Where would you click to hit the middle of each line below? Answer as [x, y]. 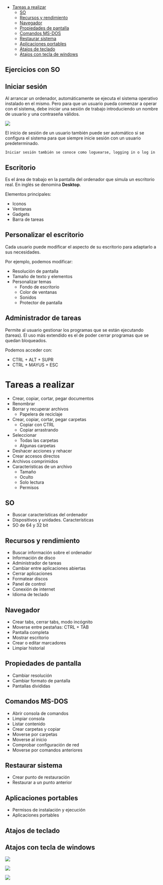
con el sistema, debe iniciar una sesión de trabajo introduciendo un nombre [82, 109]
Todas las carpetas [39, 440]
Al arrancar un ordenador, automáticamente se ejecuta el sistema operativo [81, 99]
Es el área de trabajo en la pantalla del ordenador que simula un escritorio [80, 179]
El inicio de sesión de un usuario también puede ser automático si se [75, 133]
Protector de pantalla [41, 302]
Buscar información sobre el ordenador [52, 553]
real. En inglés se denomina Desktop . [43, 185]
